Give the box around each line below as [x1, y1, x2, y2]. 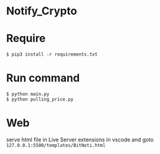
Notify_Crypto [6, 4, 77, 18]
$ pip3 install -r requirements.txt [6, 52, 98, 58]
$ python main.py [6, 91, 50, 97]
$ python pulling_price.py [6, 96, 74, 102]
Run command [6, 71, 80, 85]
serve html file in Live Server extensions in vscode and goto [6, 136, 154, 143]
